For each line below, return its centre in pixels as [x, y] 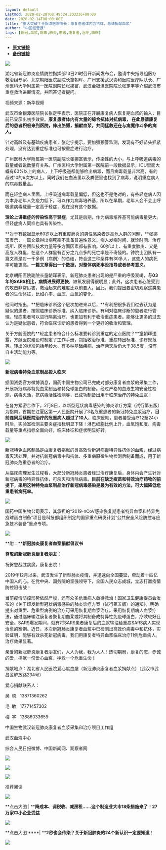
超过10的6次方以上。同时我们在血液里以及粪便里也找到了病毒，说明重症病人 [82, 177]
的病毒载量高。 [20, 184]
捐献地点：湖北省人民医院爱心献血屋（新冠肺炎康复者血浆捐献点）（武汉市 [80, 668]
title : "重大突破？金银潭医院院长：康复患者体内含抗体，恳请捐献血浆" [68, 24]
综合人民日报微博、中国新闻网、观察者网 [46, 748]
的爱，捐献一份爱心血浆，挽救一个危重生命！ [51, 658]
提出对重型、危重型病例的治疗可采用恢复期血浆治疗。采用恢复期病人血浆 [79, 610]
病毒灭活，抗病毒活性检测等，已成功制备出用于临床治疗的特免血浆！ [83, 395]
